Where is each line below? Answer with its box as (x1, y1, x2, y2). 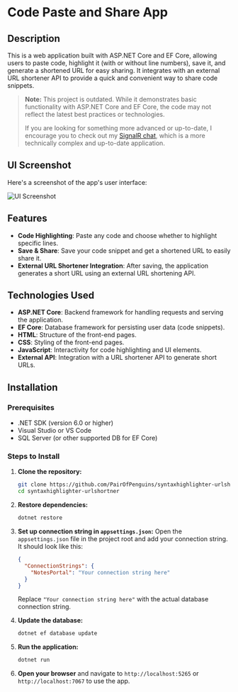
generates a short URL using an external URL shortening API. (17, 268, 196, 277)
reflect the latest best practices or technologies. (24, 110, 165, 118)
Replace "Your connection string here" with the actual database (17, 595, 209, 603)
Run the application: (17, 642, 79, 652)
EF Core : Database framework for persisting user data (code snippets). (17, 323, 225, 331)
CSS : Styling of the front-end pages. (17, 338, 125, 347)
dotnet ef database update (17, 630, 98, 637)
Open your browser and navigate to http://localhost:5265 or (17, 669, 200, 678)
